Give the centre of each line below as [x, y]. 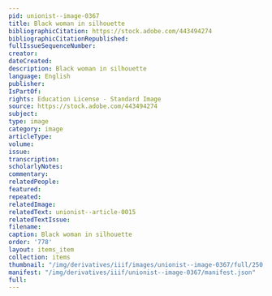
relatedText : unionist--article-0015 [72, 212]
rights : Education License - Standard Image [85, 99]
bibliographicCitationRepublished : [69, 39]
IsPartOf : [25, 91]
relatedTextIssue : [39, 220]
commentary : [28, 174]
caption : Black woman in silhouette [70, 235]
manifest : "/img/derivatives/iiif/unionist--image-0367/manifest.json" [132, 272]
